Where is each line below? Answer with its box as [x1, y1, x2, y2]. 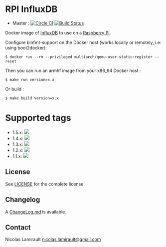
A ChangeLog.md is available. [5, 208, 66, 214]
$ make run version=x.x [5, 77, 55, 82]
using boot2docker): [5, 44, 47, 50]
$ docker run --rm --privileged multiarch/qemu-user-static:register [5, 54, 153, 59]
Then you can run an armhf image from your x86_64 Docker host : [5, 67, 141, 73]
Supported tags [5, 112, 71, 123]
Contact [5, 223, 31, 231]
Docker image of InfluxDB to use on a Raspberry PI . [5, 29, 111, 35]
